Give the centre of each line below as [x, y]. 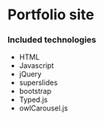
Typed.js [33, 100]
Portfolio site [51, 15]
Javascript [36, 66]
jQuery [30, 75]
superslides [38, 83]
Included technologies [52, 40]
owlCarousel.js [44, 108]
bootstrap [35, 91]
